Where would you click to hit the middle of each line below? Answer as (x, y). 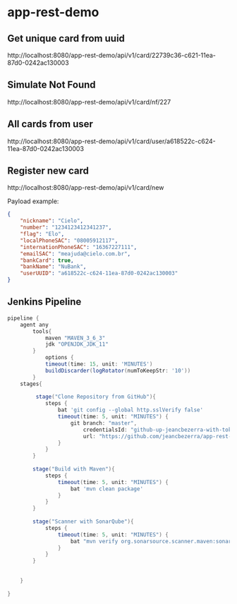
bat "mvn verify (94, 541)
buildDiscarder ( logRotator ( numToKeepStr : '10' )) (118, 370)
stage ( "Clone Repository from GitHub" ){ (96, 397)
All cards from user (50, 124)
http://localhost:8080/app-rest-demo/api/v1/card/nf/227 (89, 102)
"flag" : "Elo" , (42, 234)
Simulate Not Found (52, 85)
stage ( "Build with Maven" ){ (74, 469)
